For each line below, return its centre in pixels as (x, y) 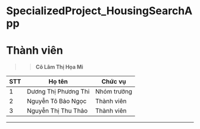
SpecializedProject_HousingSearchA (99, 11)
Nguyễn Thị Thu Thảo (57, 111)
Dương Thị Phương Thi (58, 92)
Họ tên (58, 82)
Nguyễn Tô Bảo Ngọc (57, 101)
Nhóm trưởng (114, 92)
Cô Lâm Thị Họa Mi (59, 67)
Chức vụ (114, 82)
